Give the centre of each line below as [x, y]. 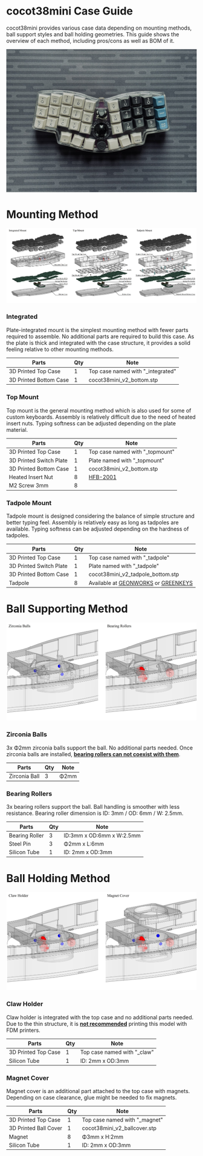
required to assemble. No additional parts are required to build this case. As [100, 336]
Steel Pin [20, 844]
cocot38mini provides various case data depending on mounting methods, [99, 28]
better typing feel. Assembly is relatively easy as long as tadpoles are [93, 523]
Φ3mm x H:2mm [103, 1137]
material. [17, 429]
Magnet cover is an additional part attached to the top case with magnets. [98, 1091]
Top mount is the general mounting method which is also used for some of [99, 410]
